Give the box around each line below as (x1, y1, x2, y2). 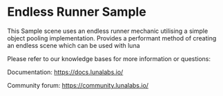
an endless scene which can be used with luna (7, 41, 140, 49)
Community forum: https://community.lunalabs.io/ (7, 81, 149, 89)
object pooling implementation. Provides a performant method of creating (7, 34, 217, 42)
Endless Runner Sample (7, 4, 146, 20)
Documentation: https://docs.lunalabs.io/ (7, 68, 124, 76)
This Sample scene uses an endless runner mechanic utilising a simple (7, 27, 209, 35)
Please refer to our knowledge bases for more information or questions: (7, 54, 211, 62)
